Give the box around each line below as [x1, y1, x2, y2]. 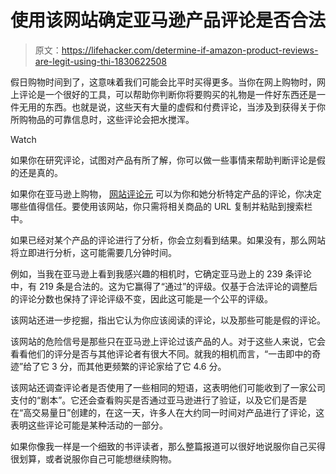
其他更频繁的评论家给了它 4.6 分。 [85, 360, 227, 372]
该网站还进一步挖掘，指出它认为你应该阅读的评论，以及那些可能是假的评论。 [10, 314, 326, 326]
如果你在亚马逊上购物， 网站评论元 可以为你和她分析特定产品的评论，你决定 [10, 187, 322, 200]
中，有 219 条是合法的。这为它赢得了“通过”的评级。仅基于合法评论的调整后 [10, 280, 318, 292]
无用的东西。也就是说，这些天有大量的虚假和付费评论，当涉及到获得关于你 [18, 101, 326, 113]
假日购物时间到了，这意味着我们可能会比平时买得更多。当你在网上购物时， [10, 76, 317, 88]
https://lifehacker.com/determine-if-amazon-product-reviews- [61, 44, 319, 56]
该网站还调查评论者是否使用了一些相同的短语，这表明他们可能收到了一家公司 [10, 381, 326, 393]
